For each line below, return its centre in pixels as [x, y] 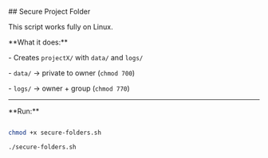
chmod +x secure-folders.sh [55, 133]
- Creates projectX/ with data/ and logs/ [76, 58]
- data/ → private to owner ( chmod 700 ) [72, 73]
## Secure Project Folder [49, 12]
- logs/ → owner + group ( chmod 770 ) [69, 88]
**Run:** [24, 111]
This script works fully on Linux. [61, 27]
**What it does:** [38, 42]
